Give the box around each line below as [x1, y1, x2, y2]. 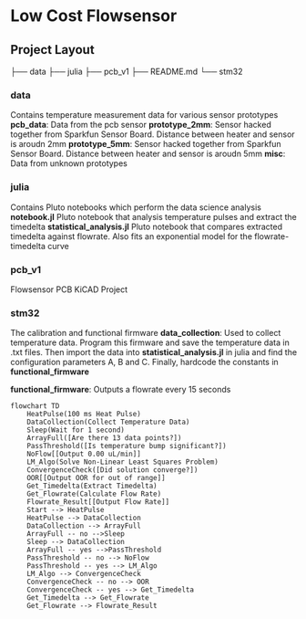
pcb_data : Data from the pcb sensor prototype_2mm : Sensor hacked [10, 120, 271, 131]
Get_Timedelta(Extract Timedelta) [26, 481, 158, 491]
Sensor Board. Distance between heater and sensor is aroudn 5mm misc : [10, 148, 286, 160]
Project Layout [10, 42, 95, 58]
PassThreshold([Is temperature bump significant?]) [26, 442, 227, 451]
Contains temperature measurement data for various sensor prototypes [10, 110, 279, 121]
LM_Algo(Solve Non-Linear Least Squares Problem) [26, 457, 219, 467]
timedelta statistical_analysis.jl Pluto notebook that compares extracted [10, 221, 283, 232]
